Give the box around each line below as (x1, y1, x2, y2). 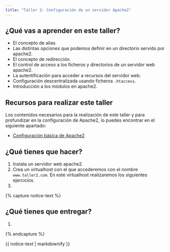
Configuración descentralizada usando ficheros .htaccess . (12, 78, 136, 84)
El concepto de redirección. (12, 56, 71, 62)
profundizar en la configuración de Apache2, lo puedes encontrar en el (5, 117, 155, 123)
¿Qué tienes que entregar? (5, 208, 92, 216)
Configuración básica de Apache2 (12, 132, 85, 139)
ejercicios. (12, 177, 35, 184)
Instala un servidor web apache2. (12, 161, 83, 167)
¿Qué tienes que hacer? (5, 147, 83, 156)
